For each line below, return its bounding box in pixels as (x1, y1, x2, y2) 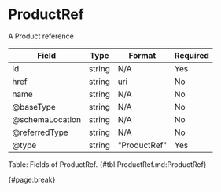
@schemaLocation (12, 114, 81, 125)
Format (128, 49, 157, 60)
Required (174, 49, 210, 60)
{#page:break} (8, 175, 56, 184)
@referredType (12, 127, 68, 138)
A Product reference (8, 31, 75, 41)
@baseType (12, 101, 57, 112)
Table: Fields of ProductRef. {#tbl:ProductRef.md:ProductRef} (8, 159, 207, 169)
